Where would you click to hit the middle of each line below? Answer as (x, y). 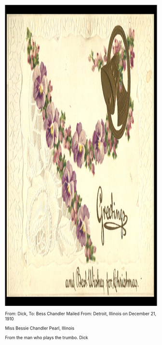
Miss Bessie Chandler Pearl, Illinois (40, 328)
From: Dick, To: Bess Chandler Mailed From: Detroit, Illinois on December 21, (81, 314)
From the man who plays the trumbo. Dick (47, 337)
